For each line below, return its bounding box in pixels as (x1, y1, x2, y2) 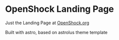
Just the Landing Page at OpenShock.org (5, 20, 89, 26)
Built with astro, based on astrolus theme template (5, 29, 108, 35)
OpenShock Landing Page (5, 3, 114, 15)
